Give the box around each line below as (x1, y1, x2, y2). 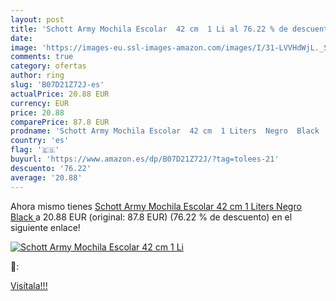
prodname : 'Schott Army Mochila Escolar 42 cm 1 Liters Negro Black (10, 126, 320, 136)
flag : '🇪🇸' (10, 145, 60, 155)
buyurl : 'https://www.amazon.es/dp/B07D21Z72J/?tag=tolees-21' (10, 154, 280, 164)
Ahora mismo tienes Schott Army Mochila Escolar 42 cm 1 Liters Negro (10, 200, 302, 212)
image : (10, 42, 38, 53)
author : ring (10, 71, 65, 81)
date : (10, 33, 33, 43)
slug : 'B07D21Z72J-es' (10, 80, 105, 90)
